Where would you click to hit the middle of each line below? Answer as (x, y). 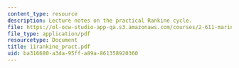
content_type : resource (43, 14)
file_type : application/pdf (49, 34)
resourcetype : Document (43, 40)
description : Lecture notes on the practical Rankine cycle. (100, 21)
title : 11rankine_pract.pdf (49, 47)
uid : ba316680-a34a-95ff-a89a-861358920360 (73, 54)
